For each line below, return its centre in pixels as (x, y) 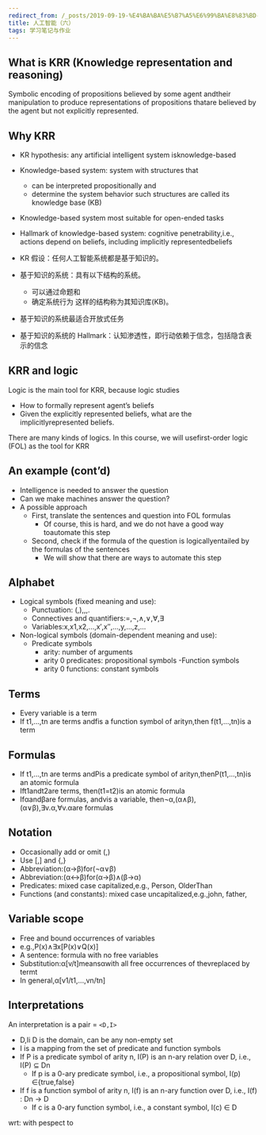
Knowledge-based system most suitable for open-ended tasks (122, 218)
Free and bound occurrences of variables (87, 938)
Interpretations (46, 1005)
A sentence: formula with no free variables (89, 955)
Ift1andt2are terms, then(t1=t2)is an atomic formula (102, 791)
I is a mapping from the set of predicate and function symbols (120, 1048)
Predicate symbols (62, 644)
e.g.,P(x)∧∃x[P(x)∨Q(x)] (59, 946)
